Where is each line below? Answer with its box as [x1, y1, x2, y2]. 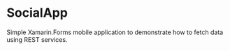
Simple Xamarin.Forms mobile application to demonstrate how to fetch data [6, 28, 224, 36]
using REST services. [6, 35, 68, 43]
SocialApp [6, 5, 68, 21]
